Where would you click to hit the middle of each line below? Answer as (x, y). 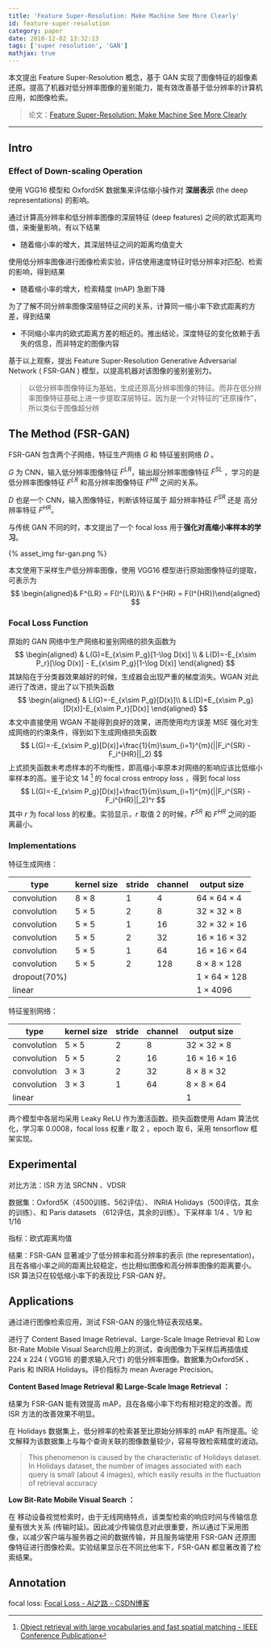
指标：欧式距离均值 (40, 1238)
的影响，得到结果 (37, 271)
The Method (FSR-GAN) (69, 434)
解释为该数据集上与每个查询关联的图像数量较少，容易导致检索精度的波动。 (139, 1441)
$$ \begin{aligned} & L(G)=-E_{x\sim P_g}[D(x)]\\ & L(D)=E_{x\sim (127, 700)
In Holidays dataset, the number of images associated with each (135, 1465)
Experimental (43, 1165)
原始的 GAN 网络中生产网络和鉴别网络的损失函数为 (92, 641)
